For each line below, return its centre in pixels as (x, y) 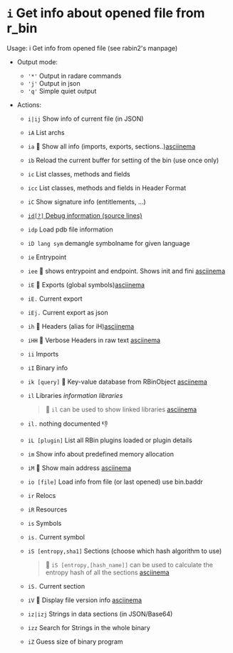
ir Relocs (42, 495)
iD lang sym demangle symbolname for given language (109, 243)
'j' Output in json (54, 83)
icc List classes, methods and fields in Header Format (107, 188)
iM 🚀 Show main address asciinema (79, 468)
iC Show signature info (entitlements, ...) (87, 201)
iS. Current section (56, 586)
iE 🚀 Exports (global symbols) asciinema (86, 284)
